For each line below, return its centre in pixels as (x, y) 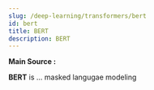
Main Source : (32, 62)
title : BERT (28, 31)
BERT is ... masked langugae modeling (73, 77)
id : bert (23, 24)
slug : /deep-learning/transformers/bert (78, 16)
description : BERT (39, 39)
